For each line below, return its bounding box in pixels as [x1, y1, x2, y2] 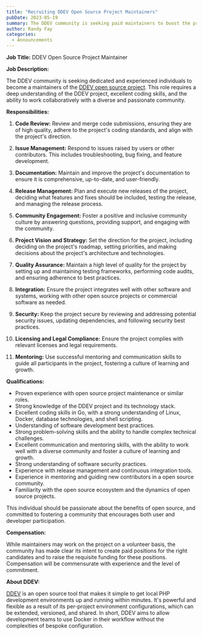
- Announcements [11, 37, 53, 43]
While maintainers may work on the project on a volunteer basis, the [6, 540, 176, 548]
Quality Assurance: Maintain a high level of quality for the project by [14, 261, 187, 268]
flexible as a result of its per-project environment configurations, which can [6, 603, 194, 610]
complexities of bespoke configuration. [6, 622, 104, 629]
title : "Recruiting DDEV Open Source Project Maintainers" [6, 8, 158, 15]
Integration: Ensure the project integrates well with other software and [14, 286, 192, 293]
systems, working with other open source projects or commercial [14, 292, 178, 299]
